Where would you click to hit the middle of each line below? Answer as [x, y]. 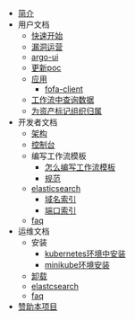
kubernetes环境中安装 [85, 253]
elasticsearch [56, 188]
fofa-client [63, 89]
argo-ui [45, 57]
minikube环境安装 [77, 265]
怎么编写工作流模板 [80, 167]
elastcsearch [55, 286]
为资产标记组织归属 [67, 111]
